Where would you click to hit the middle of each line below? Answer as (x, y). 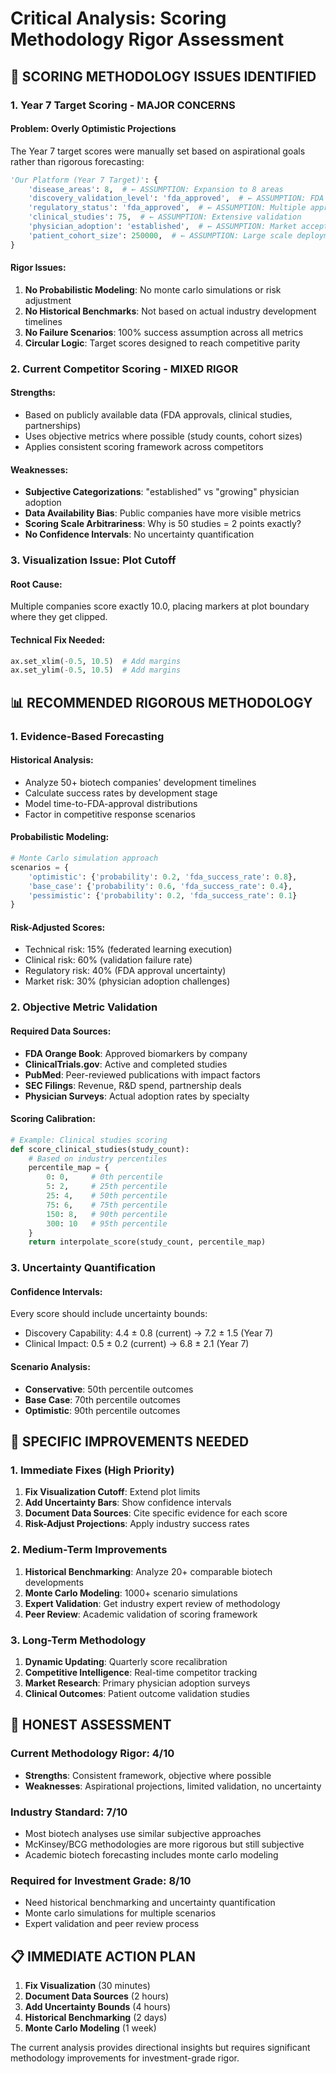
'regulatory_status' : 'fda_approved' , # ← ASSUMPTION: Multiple (167, 208)
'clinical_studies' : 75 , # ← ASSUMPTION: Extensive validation (165, 217)
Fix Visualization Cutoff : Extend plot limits (112, 1492)
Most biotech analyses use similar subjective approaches (143, 1833)
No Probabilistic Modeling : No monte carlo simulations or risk (153, 289)
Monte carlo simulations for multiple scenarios (120, 1913)
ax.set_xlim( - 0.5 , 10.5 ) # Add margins (96, 661)
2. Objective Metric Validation (84, 1007)
